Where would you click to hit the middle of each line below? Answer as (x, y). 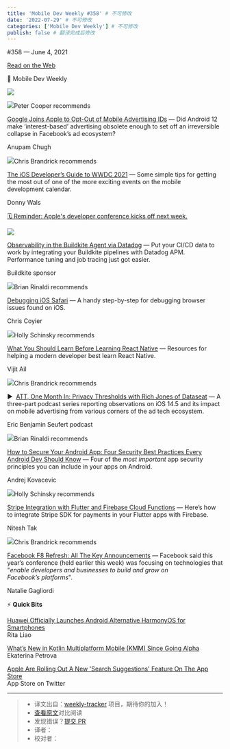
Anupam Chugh (29, 147)
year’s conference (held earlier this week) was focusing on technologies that (115, 563)
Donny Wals (24, 203)
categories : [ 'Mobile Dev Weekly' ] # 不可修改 (73, 26)
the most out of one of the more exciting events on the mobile (94, 182)
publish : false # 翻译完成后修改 (51, 33)
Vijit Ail (17, 369)
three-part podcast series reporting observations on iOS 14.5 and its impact (114, 404)
